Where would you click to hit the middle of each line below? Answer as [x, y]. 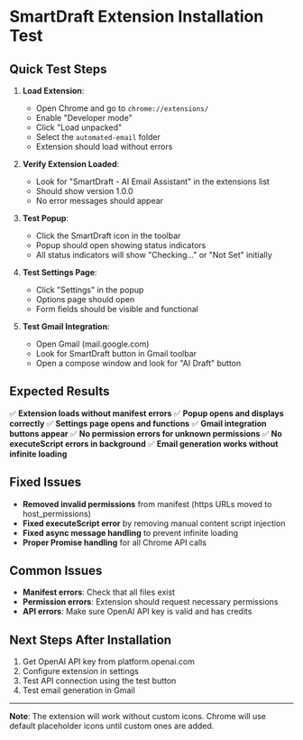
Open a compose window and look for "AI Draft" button [138, 363]
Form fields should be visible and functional [117, 309]
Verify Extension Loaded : [71, 164]
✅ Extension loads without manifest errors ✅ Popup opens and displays [147, 413]
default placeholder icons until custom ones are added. [112, 726]
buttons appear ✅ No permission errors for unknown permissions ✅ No [146, 433]
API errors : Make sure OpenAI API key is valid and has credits [137, 612]
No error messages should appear [100, 201]
